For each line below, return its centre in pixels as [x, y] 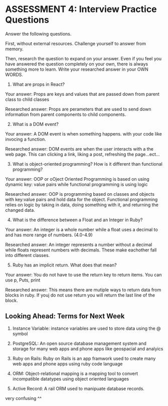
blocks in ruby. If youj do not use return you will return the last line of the [80, 295]
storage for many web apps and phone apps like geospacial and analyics [88, 349]
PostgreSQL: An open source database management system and [79, 343]
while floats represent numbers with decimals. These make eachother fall [81, 250]
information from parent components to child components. [66, 114]
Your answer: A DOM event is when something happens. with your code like [83, 133]
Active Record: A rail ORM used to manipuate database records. [78, 388]
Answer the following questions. [38, 34]
